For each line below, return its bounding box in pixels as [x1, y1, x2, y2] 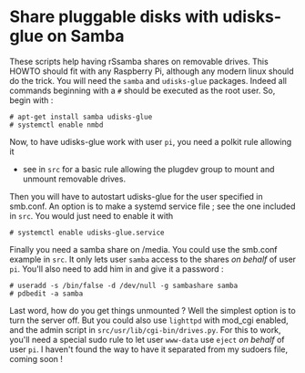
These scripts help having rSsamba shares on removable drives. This [9, 56, 269, 67]
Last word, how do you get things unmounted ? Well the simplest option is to [9, 305, 296, 316]
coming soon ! [9, 353, 64, 364]
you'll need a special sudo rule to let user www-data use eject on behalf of [9, 334, 285, 345]
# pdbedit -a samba [9, 289, 84, 298]
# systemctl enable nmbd [9, 120, 104, 130]
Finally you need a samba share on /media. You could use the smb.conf [9, 243, 278, 254]
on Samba [46, 26, 125, 47]
